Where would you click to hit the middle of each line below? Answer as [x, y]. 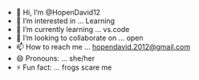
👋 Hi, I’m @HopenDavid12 [58, 12]
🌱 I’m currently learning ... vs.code [73, 29]
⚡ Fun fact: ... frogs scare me [64, 67]
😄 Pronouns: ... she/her [55, 58]
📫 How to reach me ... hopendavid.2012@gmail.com [103, 47]
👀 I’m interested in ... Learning [65, 21]
